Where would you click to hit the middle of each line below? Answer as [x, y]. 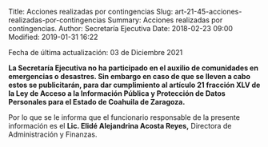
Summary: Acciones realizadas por [165, 20]
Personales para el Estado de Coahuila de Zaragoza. [97, 102]
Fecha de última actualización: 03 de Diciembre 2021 [96, 52]
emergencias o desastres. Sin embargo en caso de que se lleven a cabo [129, 76]
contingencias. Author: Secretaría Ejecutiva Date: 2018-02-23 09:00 [121, 28]
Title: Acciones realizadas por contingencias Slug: [91, 12]
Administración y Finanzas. [53, 134]
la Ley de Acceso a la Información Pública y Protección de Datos [117, 93]
